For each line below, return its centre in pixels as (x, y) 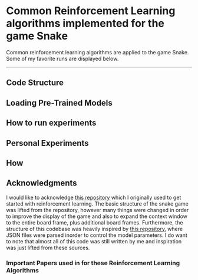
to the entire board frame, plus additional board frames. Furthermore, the (95, 222)
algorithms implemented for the (85, 23)
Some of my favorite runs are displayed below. (62, 58)
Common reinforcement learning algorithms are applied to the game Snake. (98, 52)
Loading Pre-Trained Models (60, 102)
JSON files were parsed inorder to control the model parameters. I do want (97, 235)
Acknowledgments (42, 183)
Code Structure (35, 83)
